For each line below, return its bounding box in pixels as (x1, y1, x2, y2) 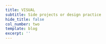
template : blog (5, 26, 38, 31)
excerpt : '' (5, 31, 31, 36)
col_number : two (5, 21, 40, 27)
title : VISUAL (5, 7, 36, 13)
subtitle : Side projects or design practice (5, 12, 101, 17)
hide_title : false (5, 17, 44, 22)
